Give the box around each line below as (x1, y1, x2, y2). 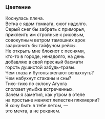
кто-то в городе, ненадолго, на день (5, 53, 85, 60)
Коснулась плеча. (5, 15, 45, 22)
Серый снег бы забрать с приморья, (5, 26, 86, 32)
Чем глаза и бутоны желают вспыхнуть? (5, 70, 94, 76)
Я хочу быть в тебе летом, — (5, 103, 68, 109)
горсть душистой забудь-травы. (5, 64, 76, 70)
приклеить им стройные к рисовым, (5, 32, 85, 38)
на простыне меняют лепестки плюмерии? (5, 97, 100, 103)
